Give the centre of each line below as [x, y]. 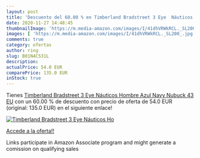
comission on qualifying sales [43, 149]
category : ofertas [29, 45]
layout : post [22, 12]
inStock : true [24, 78]
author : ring [22, 51]
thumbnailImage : [26, 28]
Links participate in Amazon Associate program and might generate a [91, 142]
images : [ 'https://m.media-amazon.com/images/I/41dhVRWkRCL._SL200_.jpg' [101, 34]
